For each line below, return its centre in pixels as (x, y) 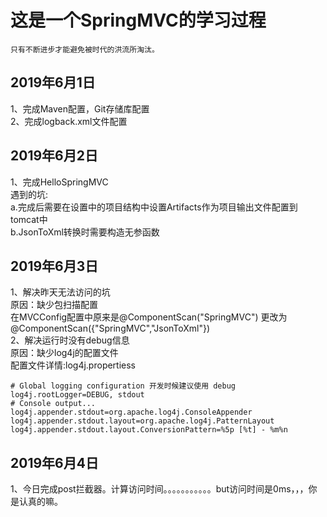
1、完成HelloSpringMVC (59, 182)
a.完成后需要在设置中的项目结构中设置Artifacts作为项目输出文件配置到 (154, 207)
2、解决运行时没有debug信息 (70, 340)
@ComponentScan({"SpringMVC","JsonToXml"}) (110, 328)
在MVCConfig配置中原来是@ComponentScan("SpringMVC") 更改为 (149, 317)
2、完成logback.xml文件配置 (69, 121)
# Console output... (53, 404)
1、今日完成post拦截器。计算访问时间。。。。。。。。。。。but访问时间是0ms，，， (159, 489)
